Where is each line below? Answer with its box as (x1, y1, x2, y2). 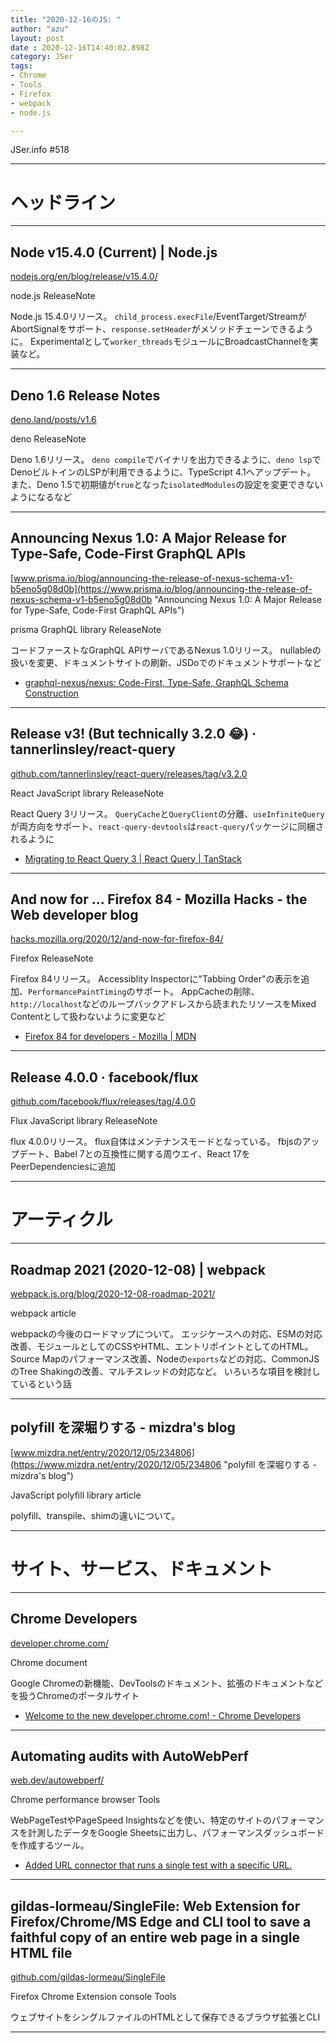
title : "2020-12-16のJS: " (10, 14, 122, 25)
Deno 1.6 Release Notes (10, 387, 161, 404)
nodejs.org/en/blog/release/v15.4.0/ (10, 271, 158, 283)
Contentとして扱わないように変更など (10, 1011, 166, 1023)
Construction (24, 687, 79, 699)
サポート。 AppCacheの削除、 (134, 986, 260, 998)
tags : (10, 61, 33, 71)
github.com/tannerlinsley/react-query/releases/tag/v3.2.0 (10, 767, 248, 780)
